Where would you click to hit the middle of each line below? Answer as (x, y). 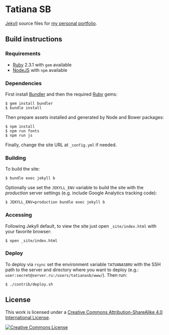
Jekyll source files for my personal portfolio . (51, 23)
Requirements (23, 54)
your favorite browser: (28, 231)
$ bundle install (24, 108)
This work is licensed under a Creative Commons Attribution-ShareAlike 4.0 (84, 312)
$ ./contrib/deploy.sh (29, 284)
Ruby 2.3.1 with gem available (42, 65)
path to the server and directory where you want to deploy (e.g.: (72, 270)
